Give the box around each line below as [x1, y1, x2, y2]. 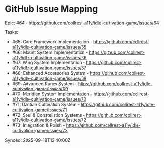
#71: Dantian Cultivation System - [12, 101, 80, 107]
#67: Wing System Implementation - [12, 59, 85, 65]
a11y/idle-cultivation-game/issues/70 [12, 96, 87, 102]
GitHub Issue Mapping [5, 3, 98, 15]
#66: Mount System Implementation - [12, 49, 88, 55]
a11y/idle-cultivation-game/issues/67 [12, 65, 87, 71]
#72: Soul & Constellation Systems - [12, 112, 85, 118]
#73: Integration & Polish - [12, 122, 65, 128]
